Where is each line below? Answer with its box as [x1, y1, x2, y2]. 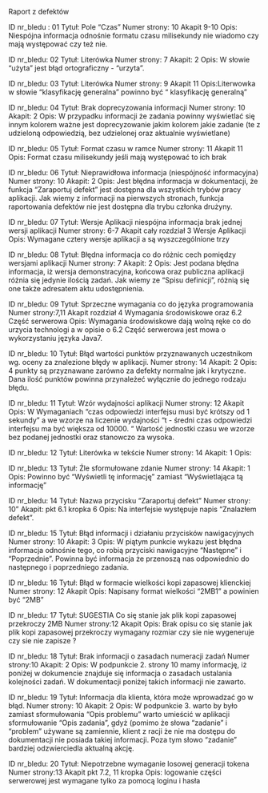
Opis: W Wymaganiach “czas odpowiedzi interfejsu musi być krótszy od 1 [8, 407, 250, 416]
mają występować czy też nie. [8, 39, 108, 49]
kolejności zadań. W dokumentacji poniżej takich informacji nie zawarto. [8, 677, 246, 687]
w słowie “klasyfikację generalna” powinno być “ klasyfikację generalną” [8, 87, 248, 97]
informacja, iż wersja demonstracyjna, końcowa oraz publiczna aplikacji [8, 267, 245, 276]
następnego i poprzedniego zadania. [8, 563, 130, 571]
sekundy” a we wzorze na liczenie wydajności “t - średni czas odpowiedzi [8, 415, 253, 425]
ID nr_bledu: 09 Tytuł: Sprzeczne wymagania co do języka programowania [8, 299, 254, 309]
